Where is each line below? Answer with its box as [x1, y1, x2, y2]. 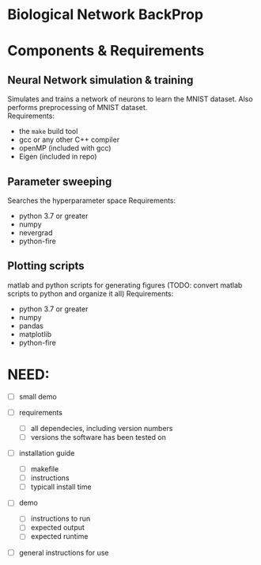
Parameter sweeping [7, 174, 112, 188]
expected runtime [30, 532, 89, 541]
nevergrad [18, 228, 53, 237]
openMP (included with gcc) [18, 143, 112, 153]
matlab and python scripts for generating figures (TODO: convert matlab [7, 280, 243, 290]
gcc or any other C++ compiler [18, 135, 120, 144]
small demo [18, 391, 57, 401]
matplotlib [18, 329, 52, 338]
